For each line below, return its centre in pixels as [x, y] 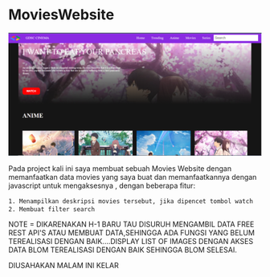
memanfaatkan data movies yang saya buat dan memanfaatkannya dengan [133, 177]
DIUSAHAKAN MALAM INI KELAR [63, 265]
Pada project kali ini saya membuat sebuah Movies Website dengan [120, 168]
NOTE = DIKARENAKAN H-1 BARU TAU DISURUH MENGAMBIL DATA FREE [131, 224]
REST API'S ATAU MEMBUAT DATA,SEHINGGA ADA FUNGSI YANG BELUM [132, 232]
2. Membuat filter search [51, 209]
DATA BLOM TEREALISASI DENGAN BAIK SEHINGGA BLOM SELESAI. [123, 250]
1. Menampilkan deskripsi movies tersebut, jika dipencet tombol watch [131, 201]
